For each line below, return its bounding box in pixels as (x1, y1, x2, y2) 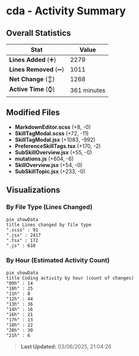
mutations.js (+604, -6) (14, 155, 74, 162)
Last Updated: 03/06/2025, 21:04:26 (20, 343, 112, 350)
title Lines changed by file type (6, 222, 92, 228)
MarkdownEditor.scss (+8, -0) (14, 123, 91, 131)
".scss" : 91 (6, 227, 39, 233)
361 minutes (69, 86, 106, 94)
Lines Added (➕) (9, 55, 56, 64)
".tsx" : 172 (6, 237, 39, 243)
